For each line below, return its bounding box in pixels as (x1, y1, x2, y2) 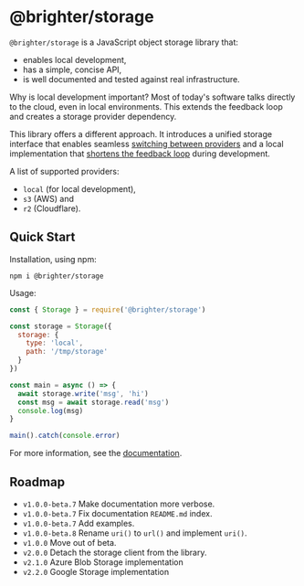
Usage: (9, 287, 37, 298)
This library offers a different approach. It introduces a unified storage (9, 128, 272, 139)
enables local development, (22, 54, 127, 65)
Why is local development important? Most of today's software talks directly (9, 91, 296, 102)
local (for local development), (22, 183, 137, 194)
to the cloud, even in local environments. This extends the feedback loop (9, 101, 283, 112)
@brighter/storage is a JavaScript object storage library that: (9, 37, 239, 48)
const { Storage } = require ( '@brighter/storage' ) (9, 304, 206, 314)
